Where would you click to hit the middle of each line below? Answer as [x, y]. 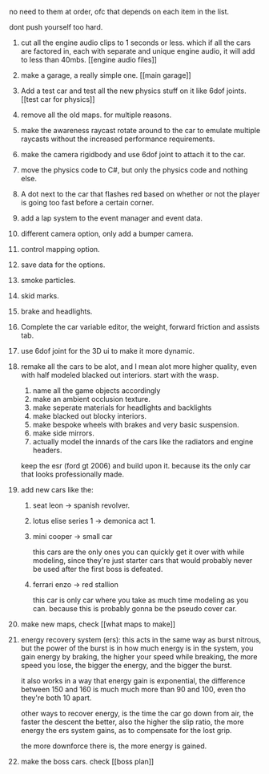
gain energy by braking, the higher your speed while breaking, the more [139, 656]
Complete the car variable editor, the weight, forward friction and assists [140, 327]
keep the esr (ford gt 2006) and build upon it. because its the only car [136, 466]
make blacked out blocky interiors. [90, 416]
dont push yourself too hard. [56, 27]
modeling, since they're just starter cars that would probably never [143, 560]
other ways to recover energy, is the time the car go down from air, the [137, 713]
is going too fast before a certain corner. [87, 203]
